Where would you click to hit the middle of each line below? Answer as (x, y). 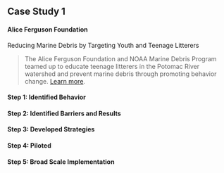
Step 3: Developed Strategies (51, 129)
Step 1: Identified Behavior (47, 97)
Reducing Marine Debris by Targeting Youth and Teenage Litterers (103, 45)
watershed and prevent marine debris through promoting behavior (120, 74)
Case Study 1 (36, 12)
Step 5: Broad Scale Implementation (61, 162)
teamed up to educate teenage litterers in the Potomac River (112, 66)
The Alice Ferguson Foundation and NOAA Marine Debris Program (120, 58)
